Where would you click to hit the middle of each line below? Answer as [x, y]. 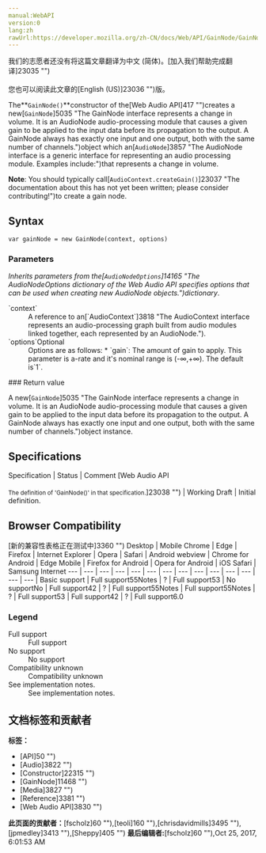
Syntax [26, 221]
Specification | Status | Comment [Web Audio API [89, 476]
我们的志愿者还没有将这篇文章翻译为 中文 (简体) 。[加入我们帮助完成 [117, 61]
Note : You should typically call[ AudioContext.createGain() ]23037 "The [124, 180]
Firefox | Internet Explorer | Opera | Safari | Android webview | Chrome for [129, 554]
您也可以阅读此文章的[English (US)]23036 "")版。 [89, 89]
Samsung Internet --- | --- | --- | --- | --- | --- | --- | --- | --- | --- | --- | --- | [132, 571]
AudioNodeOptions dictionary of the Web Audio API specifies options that [129, 285]
